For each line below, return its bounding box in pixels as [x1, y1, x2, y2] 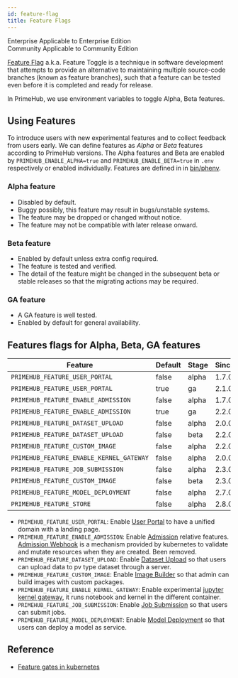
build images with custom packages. [17, 578, 125, 586]
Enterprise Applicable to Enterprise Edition [7, 36, 131, 45]
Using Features [7, 114, 76, 127]
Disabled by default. [17, 198, 76, 206]
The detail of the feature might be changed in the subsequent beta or [17, 269, 220, 278]
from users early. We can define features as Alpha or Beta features [7, 141, 203, 150]
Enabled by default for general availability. [17, 318, 140, 327]
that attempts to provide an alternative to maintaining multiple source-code [7, 65, 226, 74]
